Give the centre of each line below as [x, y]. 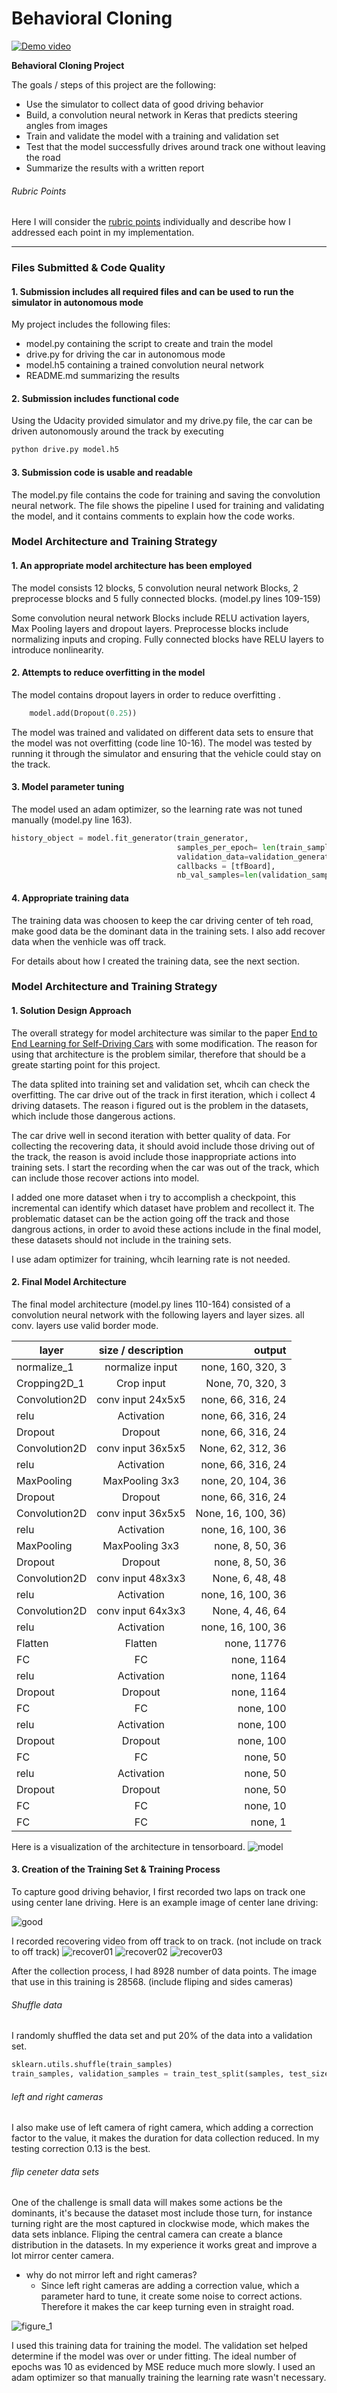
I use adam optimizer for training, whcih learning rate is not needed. [151, 1259]
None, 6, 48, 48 [249, 1578]
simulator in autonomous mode [77, 302]
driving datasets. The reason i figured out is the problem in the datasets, [160, 1105]
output [270, 1350]
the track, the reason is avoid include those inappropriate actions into [154, 1156]
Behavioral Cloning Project [68, 65]
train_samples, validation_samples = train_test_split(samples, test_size [170, 2074]
